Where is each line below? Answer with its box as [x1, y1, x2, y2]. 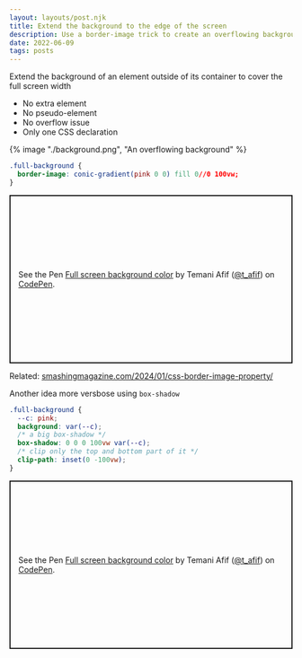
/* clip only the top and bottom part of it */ [17, 447, 200, 456]
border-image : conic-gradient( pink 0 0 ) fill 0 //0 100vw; [17, 170, 240, 179]
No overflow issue [22, 118, 90, 128]
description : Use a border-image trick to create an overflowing [9, 30, 259, 39]
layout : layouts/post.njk [9, 13, 106, 22]
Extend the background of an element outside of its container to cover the [9, 71, 283, 82]
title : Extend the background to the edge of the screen [9, 22, 227, 31]
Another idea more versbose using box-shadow [9, 388, 180, 399]
